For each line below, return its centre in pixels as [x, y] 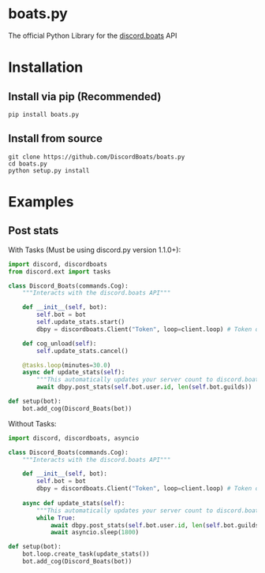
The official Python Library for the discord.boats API [93, 35]
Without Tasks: [32, 423]
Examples [41, 201]
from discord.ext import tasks [60, 272]
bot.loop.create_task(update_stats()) [86, 554]
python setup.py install [49, 170]
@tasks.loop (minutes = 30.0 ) [67, 365]
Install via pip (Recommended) [85, 97]
